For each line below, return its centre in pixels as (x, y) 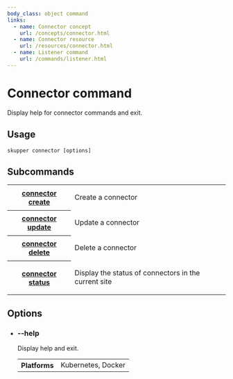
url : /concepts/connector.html (65, 33)
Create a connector (106, 197)
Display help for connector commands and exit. (75, 113)
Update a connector (107, 223)
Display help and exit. (48, 348)
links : (17, 20)
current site (93, 282)
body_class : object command (48, 14)
